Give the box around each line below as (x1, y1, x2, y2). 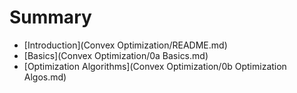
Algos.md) (23, 71, 67, 83)
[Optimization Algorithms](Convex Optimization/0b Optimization (23, 60, 287, 72)
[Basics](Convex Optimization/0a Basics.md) (23, 49, 209, 61)
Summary (9, 6, 92, 29)
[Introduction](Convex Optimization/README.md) (23, 39, 228, 51)
